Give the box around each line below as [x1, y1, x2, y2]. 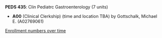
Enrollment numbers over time [5, 28, 66, 33]
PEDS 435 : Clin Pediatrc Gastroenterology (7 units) [5, 4, 108, 10]
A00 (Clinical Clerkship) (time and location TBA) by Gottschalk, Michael [12, 13, 158, 19]
